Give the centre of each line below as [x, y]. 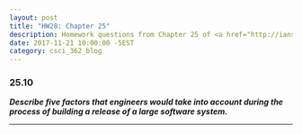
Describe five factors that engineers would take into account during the [147, 102]
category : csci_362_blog [56, 51]
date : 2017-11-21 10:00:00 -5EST [72, 43]
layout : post [34, 18]
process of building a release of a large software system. [119, 112]
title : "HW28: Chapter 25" [60, 26]
